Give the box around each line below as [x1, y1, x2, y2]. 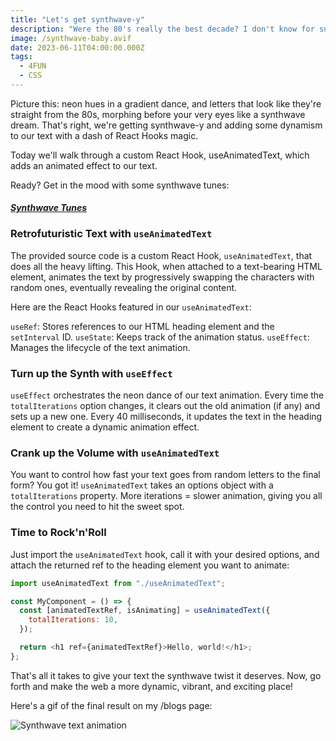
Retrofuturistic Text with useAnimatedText [10, 227, 213, 241]
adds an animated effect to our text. [10, 159, 158, 171]
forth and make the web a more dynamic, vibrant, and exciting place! [10, 680, 294, 692]
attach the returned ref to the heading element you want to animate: [10, 559, 290, 571]
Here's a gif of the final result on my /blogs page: [10, 699, 213, 711]
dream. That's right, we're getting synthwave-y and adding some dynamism [10, 119, 323, 131]
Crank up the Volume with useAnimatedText [10, 446, 220, 460]
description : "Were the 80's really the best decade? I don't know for [10, 24, 315, 34]
